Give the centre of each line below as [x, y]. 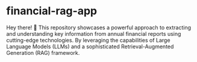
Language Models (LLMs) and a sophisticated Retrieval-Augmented [90, 46]
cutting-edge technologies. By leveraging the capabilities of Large [88, 40]
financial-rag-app [52, 11]
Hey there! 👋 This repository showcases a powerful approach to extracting [99, 27]
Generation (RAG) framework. [43, 52]
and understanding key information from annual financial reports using [94, 33]
